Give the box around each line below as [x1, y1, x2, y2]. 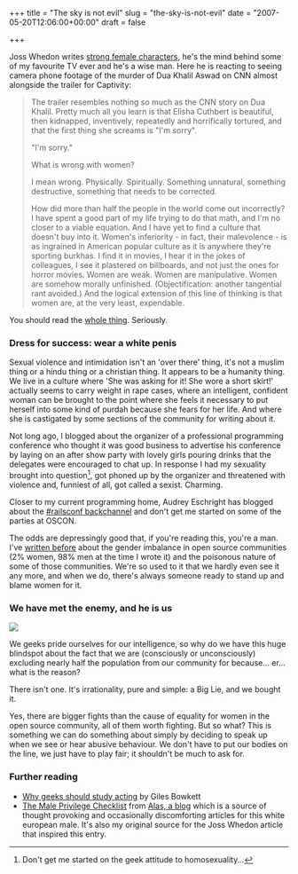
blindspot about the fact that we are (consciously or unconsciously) [9, 648, 256, 659]
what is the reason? [9, 667, 82, 678]
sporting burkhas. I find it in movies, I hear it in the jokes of [30, 250, 246, 261]
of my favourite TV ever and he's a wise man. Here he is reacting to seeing [9, 61, 282, 71]
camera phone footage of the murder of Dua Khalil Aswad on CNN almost [9, 70, 278, 81]
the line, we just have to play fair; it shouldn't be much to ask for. [9, 749, 246, 760]
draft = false [101, 17, 146, 28]
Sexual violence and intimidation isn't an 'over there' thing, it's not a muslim [9, 357, 286, 367]
